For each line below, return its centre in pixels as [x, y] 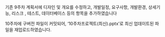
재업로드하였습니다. [33, 30]
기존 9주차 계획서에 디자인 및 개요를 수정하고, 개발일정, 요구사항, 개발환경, [76, 7]
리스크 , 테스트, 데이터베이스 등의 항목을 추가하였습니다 [64, 13]
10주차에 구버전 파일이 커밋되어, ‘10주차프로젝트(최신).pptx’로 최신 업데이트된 [80, 24]
